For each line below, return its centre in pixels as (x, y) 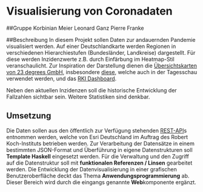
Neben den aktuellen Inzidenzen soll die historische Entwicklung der (92, 90)
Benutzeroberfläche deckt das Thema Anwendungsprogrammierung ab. (98, 176)
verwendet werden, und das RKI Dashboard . (62, 78)
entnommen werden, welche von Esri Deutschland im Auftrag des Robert (97, 137)
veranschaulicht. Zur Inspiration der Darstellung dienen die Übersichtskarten (102, 66)
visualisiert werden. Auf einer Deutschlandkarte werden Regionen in (91, 46)
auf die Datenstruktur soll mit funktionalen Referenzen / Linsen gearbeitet (99, 163)
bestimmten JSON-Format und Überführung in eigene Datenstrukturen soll (99, 149)
